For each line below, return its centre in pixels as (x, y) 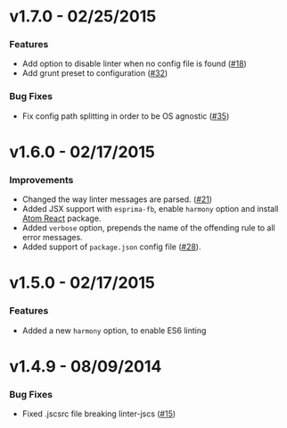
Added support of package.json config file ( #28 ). (111, 247)
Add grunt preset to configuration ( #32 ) (95, 73)
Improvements (41, 180)
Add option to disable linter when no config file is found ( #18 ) (134, 63)
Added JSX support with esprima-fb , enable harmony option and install (150, 209)
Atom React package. (61, 218)
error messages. (52, 238)
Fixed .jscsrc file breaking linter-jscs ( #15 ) (99, 414)
